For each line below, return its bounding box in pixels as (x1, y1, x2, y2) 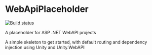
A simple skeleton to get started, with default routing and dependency (5, 39, 147, 45)
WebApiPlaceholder (5, 3, 89, 15)
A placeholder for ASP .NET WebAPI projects (5, 29, 96, 35)
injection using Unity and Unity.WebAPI (5, 44, 85, 50)
